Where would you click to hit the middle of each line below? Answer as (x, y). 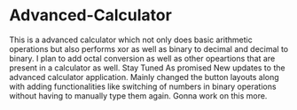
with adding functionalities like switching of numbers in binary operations (143, 86)
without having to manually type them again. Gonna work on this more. (138, 95)
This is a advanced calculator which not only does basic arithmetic (131, 40)
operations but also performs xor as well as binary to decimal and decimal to (149, 48)
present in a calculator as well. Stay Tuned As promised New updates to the (147, 68)
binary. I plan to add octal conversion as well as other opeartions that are (142, 58)
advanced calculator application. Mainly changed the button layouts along (144, 77)
